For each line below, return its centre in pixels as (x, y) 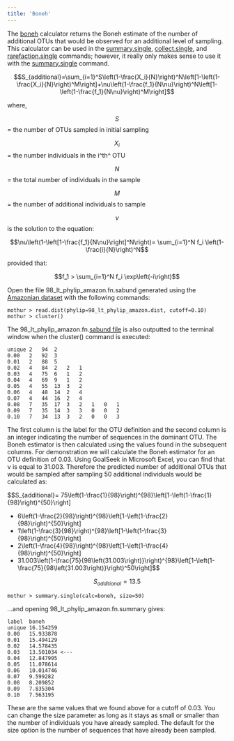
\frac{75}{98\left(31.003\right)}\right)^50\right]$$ (88, 568)
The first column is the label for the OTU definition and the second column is (117, 430)
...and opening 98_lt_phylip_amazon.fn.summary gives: (86, 609)
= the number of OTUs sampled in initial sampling (78, 129)
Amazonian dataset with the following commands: (79, 298)
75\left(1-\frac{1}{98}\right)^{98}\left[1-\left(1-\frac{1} (136, 495)
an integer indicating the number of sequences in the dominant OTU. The (112, 437)
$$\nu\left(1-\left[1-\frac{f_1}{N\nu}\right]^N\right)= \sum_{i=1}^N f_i (107, 242)
